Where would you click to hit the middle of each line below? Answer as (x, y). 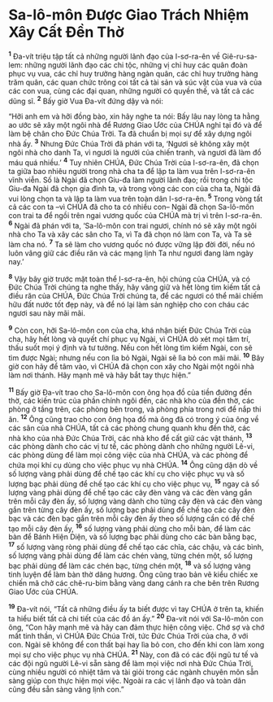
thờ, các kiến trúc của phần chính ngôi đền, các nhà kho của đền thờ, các (132, 401)
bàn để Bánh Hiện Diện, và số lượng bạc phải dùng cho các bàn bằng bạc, (133, 537)
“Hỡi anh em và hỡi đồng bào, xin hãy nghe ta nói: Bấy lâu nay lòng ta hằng (134, 116)
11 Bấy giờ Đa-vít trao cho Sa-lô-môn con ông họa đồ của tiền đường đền (130, 391)
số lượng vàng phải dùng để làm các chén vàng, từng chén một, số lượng (131, 556)
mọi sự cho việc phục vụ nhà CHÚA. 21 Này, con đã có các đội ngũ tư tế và (133, 654)
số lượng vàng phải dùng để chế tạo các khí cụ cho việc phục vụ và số (127, 474)
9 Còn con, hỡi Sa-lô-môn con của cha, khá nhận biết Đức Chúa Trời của (130, 329)
